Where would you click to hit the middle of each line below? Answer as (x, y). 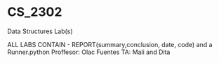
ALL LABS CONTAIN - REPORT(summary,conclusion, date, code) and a (110, 44)
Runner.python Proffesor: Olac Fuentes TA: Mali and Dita (89, 52)
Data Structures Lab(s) (40, 31)
